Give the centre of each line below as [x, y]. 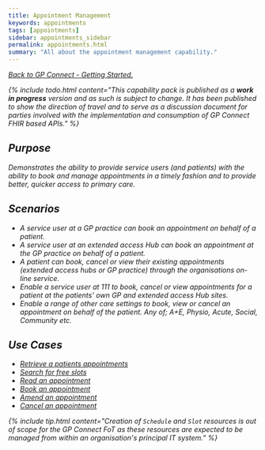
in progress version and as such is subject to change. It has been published [132, 98]
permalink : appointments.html [58, 45]
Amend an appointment [58, 397]
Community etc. [46, 320]
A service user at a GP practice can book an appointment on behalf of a [138, 228]
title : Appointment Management [60, 15]
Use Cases [36, 345]
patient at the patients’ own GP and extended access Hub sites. [124, 295]
